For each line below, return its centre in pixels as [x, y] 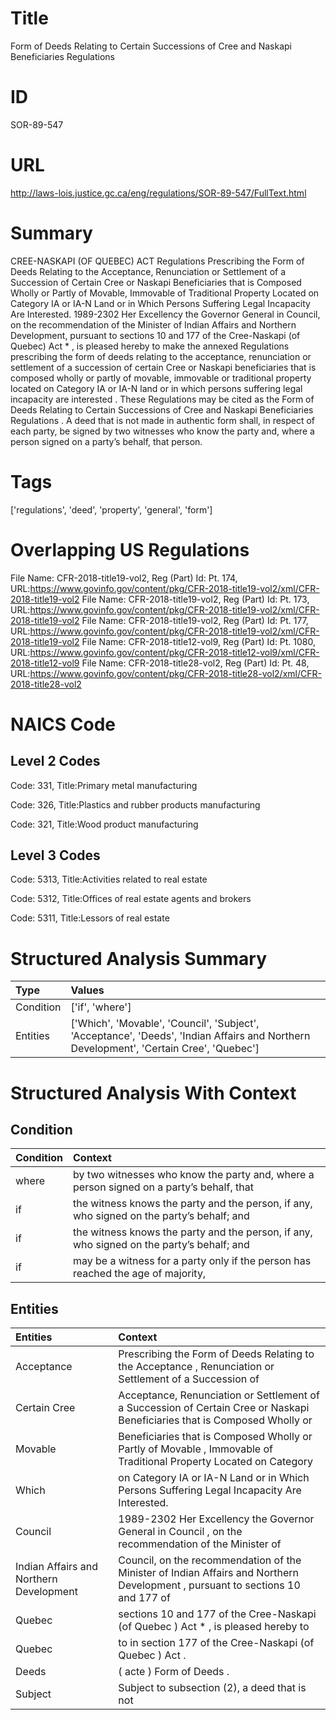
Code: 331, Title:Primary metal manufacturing [104, 785]
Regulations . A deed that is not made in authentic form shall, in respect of [163, 420]
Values [87, 990]
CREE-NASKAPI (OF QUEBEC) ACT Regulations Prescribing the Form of [157, 261]
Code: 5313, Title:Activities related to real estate [109, 879]
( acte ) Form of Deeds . [174, 1672]
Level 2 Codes [55, 761]
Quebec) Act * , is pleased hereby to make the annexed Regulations [150, 346]
